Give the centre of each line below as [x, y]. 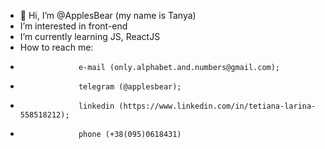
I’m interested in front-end [73, 26]
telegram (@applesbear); [130, 87]
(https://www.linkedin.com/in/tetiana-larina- [217, 106]
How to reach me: [56, 47]
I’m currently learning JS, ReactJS [90, 36]
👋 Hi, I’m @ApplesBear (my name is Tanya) [108, 15]
